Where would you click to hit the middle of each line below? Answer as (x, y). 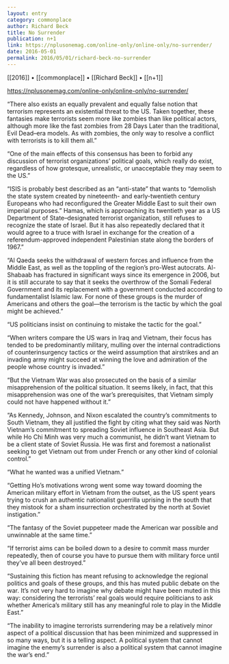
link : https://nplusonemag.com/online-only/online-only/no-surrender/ (110, 45)
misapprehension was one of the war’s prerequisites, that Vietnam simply (110, 394)
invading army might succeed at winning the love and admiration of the (107, 359)
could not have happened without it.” (59, 402)
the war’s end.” (28, 654)
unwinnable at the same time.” (50, 535)
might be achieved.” (35, 311)
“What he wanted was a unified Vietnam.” (66, 472)
